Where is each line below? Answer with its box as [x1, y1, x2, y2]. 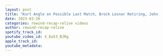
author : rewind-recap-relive [5, 25, 64, 30]
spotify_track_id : [5, 30, 42, 35]
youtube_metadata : [5, 43, 42, 48]
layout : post [5, 7, 32, 12]
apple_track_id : [5, 39, 38, 44]
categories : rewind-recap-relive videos [5, 20, 89, 26]
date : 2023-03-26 [5, 16, 41, 21]
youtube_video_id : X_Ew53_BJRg [5, 35, 69, 39]
